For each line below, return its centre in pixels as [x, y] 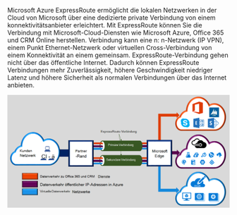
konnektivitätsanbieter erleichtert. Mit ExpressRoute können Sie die [105, 25]
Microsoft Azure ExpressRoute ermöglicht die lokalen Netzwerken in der [112, 10]
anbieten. [21, 85]
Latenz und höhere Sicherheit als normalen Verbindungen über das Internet [117, 78]
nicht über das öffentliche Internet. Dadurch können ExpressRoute [103, 62]
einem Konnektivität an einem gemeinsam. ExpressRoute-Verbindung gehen [118, 55]
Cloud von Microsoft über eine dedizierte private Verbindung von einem [112, 18]
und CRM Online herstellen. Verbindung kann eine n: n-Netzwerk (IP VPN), [116, 40]
